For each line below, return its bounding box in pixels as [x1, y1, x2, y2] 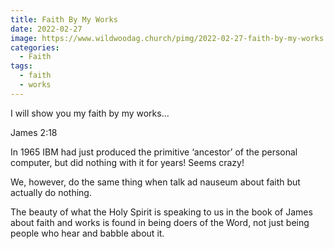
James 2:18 [10, 126, 58, 138]
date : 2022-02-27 [10, 24, 83, 34]
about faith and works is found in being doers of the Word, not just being [10, 216, 310, 228]
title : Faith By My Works [10, 14, 118, 25]
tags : [10, 61, 33, 71]
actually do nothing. [10, 186, 92, 198]
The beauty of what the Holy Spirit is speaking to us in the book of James [10, 206, 313, 218]
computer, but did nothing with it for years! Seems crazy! [10, 156, 245, 168]
